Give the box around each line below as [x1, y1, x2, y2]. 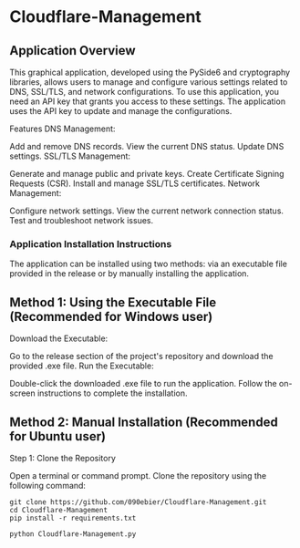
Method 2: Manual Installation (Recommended [9, 414, 278, 429]
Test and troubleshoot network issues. [9, 215, 154, 225]
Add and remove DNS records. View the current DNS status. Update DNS [9, 141, 284, 151]
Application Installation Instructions [9, 237, 172, 250]
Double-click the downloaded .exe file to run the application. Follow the [9, 378, 277, 389]
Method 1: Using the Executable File [9, 295, 217, 310]
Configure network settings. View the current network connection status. [9, 205, 284, 216]
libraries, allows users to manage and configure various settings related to [9, 77, 288, 88]
